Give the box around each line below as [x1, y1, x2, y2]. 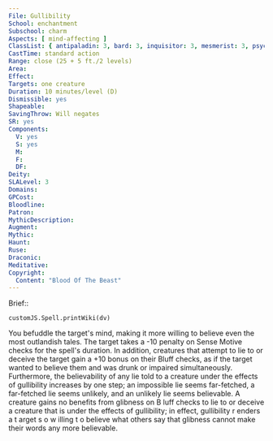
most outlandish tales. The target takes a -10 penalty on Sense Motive [8, 337, 243, 347]
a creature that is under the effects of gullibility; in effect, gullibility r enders [8, 406, 261, 416]
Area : [8, 65, 27, 73]
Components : [8, 125, 49, 133]
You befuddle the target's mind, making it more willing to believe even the [8, 328, 254, 338]
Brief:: [8, 298, 29, 309]
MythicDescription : [8, 216, 75, 224]
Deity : [8, 171, 31, 179]
